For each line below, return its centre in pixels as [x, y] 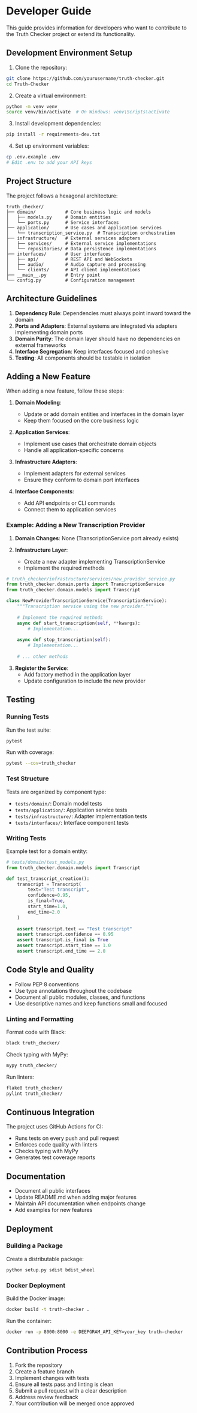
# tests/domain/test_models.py [45, 862]
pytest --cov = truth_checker [41, 764]
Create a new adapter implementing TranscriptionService [94, 561]
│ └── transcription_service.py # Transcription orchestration [91, 233]
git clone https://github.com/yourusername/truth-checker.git [85, 78]
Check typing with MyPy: [37, 1054]
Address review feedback [46, 1397]
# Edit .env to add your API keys [49, 163]
